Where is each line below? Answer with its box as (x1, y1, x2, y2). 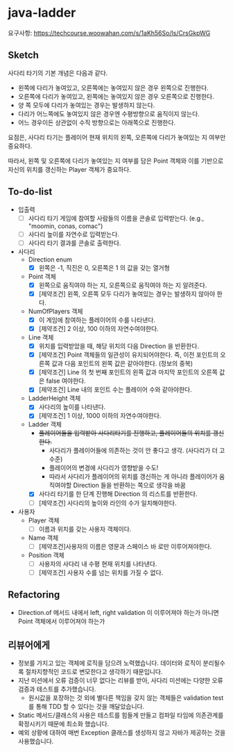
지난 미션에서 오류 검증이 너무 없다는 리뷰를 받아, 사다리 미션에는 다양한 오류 (17, 676, 224, 685)
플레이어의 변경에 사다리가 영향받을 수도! (49, 464, 159, 472)
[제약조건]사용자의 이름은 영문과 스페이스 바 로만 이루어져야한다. (38, 542, 212, 550)
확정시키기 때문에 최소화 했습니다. (17, 720, 110, 728)
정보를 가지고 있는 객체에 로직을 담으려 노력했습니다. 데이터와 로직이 (17, 659, 202, 667)
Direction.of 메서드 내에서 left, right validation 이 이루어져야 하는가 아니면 (17, 608, 219, 616)
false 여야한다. (46, 377, 86, 385)
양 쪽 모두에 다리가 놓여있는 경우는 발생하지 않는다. (17, 101, 155, 109)
